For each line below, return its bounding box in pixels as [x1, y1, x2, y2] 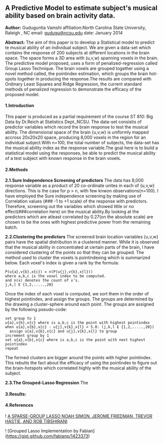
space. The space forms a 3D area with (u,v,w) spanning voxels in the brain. [5, 55, 159, 61]
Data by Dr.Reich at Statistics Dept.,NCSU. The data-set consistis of [5, 119, 142, 125]
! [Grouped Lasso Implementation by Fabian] [5, 428, 95, 434]
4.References [5, 402, 33, 408]
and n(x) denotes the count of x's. [5, 278, 80, 283]
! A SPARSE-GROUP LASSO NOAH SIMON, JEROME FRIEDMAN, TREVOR [5, 413, 153, 419]
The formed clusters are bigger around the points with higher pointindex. [5, 355, 152, 361]
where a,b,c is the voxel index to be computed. [5, 274, 106, 279]
